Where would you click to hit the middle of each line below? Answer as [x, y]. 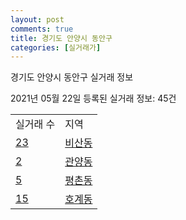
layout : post [37, 19]
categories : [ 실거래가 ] [56, 47]
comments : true [42, 29]
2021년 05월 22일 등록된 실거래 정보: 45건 [93, 98]
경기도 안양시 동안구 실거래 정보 [72, 77]
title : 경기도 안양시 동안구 [61, 38]
